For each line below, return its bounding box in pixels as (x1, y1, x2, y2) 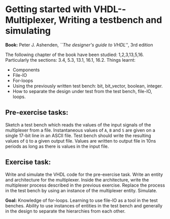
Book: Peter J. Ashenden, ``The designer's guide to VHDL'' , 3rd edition (5, 41, 153, 48)
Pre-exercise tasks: (5, 108, 69, 117)
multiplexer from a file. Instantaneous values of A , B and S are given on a (5, 127, 156, 133)
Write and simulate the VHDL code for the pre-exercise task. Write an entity (5, 171, 163, 178)
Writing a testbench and (58, 14, 162, 26)
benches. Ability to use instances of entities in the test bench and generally (5, 202, 163, 208)
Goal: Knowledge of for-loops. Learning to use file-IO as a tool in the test (5, 197, 158, 203)
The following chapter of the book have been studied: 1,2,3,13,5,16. (5, 52, 144, 58)
